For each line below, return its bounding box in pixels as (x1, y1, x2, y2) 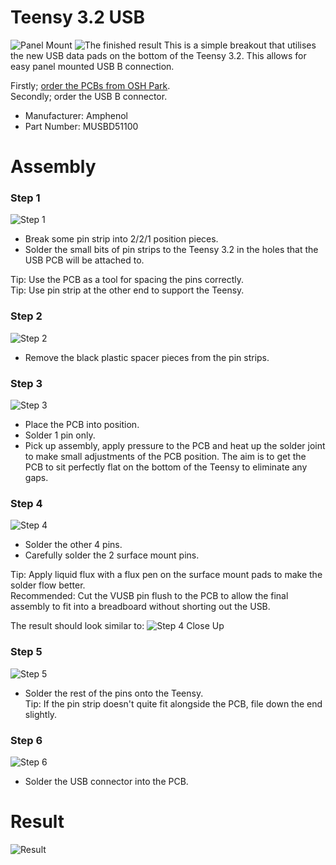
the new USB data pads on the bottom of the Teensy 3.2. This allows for (10, 49, 307, 61)
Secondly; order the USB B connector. (10, 90, 168, 102)
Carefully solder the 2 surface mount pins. (24, 549, 200, 561)
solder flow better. (10, 579, 86, 591)
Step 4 (10, 496, 43, 510)
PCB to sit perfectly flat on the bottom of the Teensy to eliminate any (24, 461, 308, 473)
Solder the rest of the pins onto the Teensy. (24, 687, 204, 699)
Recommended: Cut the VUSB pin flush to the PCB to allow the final (10, 590, 289, 602)
